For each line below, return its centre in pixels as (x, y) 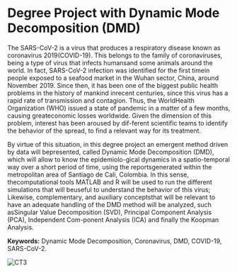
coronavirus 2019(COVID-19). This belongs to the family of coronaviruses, (115, 55)
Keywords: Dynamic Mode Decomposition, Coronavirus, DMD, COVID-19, (115, 241)
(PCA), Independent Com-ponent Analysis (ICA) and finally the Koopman (113, 219)
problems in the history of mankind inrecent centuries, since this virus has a (118, 93)
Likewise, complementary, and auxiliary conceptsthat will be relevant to (111, 197)
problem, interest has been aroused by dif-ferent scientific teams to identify (118, 123)
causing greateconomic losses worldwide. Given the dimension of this (110, 116)
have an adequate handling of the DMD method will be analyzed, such (110, 204)
